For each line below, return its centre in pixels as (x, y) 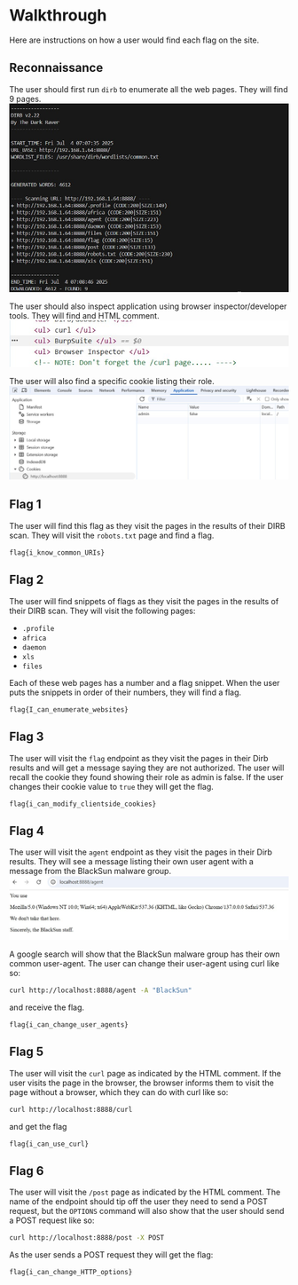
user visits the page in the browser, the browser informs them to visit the (142, 1083)
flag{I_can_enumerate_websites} (69, 710)
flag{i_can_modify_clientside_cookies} (83, 804)
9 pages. (25, 99)
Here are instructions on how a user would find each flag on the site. (134, 40)
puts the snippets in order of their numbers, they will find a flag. (125, 692)
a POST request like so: (52, 1220)
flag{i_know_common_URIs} (57, 552)
